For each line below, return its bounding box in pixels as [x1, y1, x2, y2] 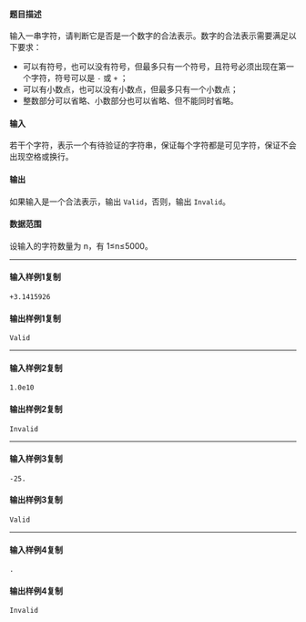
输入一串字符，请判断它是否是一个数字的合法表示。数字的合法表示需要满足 [9, 30, 289, 41]
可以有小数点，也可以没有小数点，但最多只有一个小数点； [22, 84, 239, 95]
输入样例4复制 [9, 544, 64, 555]
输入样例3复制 [9, 453, 64, 464]
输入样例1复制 [9, 272, 62, 283]
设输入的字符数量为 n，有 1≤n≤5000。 [9, 240, 153, 251]
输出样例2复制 [9, 404, 63, 415]
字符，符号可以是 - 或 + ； [30, 73, 128, 84]
